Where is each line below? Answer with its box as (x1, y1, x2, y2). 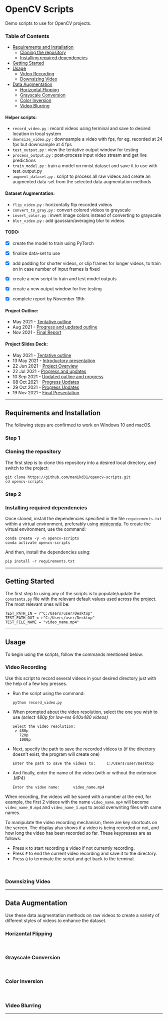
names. (5, 810, 20, 816)
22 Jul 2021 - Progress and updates (12, 368, 86, 374)
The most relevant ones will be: (5, 601, 70, 607)
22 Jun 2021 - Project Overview (12, 363, 78, 369)
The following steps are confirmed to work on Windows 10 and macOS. (5, 422, 151, 428)
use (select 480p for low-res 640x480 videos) (12, 714, 108, 720)
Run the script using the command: (12, 690, 85, 696)
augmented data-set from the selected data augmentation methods (12, 179, 151, 185)
